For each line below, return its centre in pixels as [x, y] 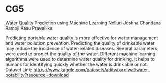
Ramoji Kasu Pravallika [29, 28]
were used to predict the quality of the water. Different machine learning [80, 54]
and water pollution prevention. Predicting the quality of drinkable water [80, 43]
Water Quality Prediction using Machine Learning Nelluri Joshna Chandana [83, 23]
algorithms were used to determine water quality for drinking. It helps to [80, 59]
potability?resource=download [37, 75]
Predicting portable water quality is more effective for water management [82, 38]
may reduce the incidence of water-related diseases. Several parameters [81, 48]
